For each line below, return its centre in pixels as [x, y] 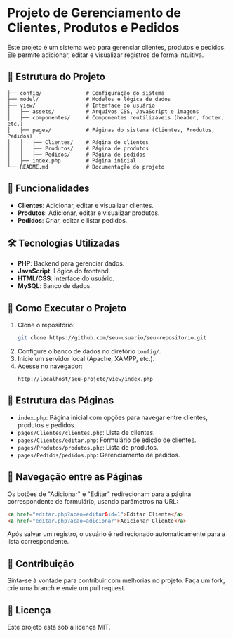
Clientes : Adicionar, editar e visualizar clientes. [86, 205]
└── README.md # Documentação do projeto [86, 167]
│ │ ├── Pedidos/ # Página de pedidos [76, 155]
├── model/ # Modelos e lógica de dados [89, 99]
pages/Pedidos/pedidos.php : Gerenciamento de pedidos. [99, 455]
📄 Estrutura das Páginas [61, 401]
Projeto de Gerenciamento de [94, 13]
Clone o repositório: [46, 325]
